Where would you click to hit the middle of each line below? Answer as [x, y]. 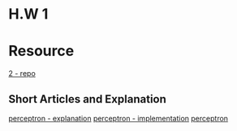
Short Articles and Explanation [87, 99]
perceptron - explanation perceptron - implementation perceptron [118, 118]
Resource [41, 51]
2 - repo [22, 74]
